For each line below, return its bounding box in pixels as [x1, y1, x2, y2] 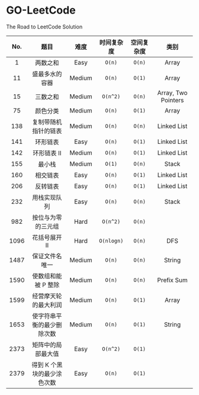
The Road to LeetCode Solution [6, 23, 83, 30]
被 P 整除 [34, 281, 60, 289]
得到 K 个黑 [31, 361, 63, 369]
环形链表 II [32, 149, 62, 157]
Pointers [161, 96, 184, 104]
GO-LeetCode [6, 4, 76, 17]
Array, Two [157, 88, 188, 97]
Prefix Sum [156, 276, 188, 284]
